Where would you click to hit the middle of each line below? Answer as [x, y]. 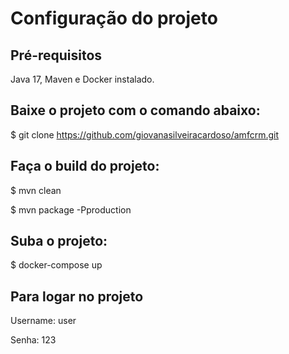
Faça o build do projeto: [85, 166]
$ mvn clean [36, 190]
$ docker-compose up [56, 265]
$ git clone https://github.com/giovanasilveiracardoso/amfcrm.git [144, 134]
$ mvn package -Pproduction [71, 209]
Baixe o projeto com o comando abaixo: [135, 110]
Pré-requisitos [56, 55]
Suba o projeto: [59, 241]
